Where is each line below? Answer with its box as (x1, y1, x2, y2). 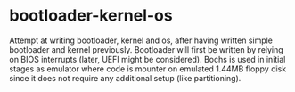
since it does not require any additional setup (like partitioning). (9, 72, 242, 83)
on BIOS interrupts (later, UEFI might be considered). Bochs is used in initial (9, 54, 286, 64)
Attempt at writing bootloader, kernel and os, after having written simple (9, 35, 274, 46)
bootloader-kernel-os (9, 5, 173, 26)
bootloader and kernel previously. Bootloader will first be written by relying (9, 44, 283, 54)
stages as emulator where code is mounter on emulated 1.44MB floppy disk (9, 63, 287, 74)
